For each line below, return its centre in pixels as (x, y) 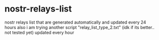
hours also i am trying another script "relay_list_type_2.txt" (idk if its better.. (79, 27)
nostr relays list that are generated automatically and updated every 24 (75, 22)
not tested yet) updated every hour (40, 32)
